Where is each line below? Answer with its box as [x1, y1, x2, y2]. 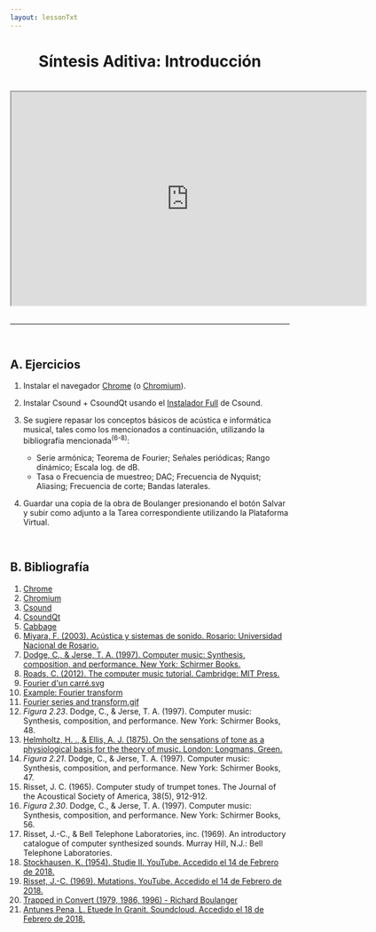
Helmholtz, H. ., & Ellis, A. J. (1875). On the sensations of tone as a [22, 734, 265, 745]
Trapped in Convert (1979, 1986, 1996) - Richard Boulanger [22, 894, 239, 905]
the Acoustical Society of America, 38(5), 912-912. [22, 791, 208, 802]
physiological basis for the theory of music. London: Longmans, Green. [22, 743, 283, 754]
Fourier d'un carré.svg [22, 677, 105, 688]
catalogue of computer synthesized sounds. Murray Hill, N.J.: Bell [22, 838, 263, 849]
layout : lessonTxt [10, 12, 78, 22]
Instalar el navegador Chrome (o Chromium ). [22, 381, 186, 391]
